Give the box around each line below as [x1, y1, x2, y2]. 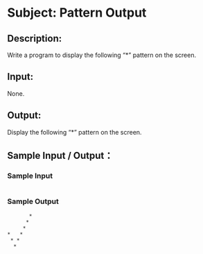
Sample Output [7, 196, 59, 206]
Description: [7, 33, 62, 44]
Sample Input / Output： [7, 150, 114, 162]
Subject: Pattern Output [7, 5, 147, 21]
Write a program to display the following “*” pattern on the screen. [7, 51, 196, 59]
